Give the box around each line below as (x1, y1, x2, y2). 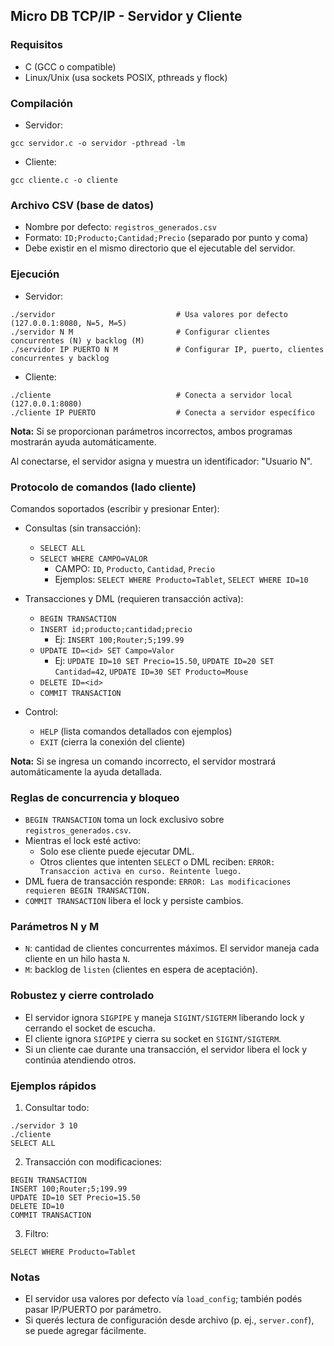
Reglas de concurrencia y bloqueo (10, 790, 180, 804)
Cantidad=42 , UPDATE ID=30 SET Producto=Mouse (54, 665, 249, 677)
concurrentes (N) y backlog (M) (10, 335, 145, 346)
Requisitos (10, 38, 63, 52)
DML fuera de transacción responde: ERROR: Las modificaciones (24, 875, 292, 888)
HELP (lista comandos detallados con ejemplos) (39, 725, 233, 737)
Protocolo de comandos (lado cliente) (10, 480, 197, 494)
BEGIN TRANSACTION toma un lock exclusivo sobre (24, 814, 225, 826)
